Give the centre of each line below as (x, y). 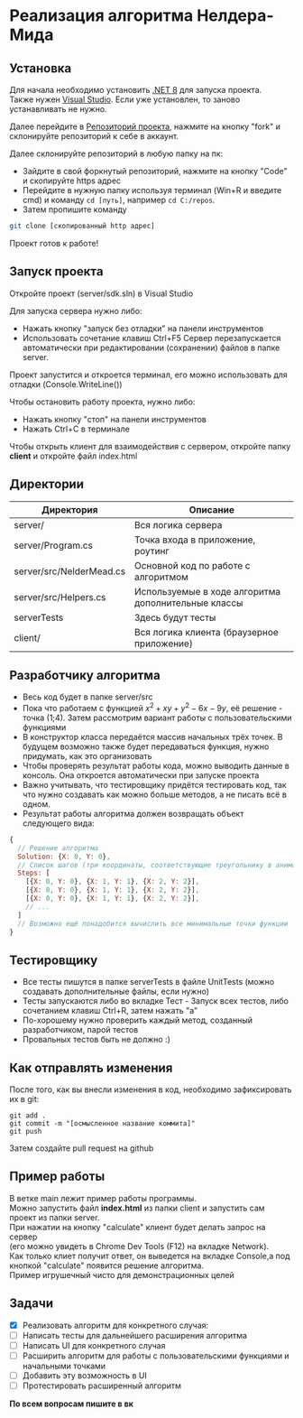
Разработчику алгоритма (85, 675)
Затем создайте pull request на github (82, 1148)
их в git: (24, 1099)
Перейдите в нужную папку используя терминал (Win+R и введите (152, 190)
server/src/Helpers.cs (60, 597)
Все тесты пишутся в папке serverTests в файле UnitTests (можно (148, 982)
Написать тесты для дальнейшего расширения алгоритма (135, 1335)
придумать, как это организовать (87, 755)
